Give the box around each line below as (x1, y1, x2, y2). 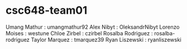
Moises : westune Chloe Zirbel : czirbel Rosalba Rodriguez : (5, 29, 153, 36)
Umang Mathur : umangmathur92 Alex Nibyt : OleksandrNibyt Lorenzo (5, 23, 180, 30)
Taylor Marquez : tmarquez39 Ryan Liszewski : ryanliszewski (31, 36, 182, 43)
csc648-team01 (5, 4, 88, 17)
